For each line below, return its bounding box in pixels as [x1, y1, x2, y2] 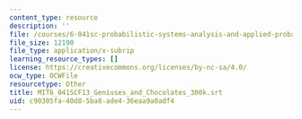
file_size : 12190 [9, 38, 75, 47]
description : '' [9, 21, 70, 30]
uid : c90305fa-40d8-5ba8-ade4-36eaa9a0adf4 [9, 96, 175, 106]
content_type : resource [9, 13, 99, 22]
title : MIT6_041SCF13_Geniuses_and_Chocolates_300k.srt [9, 88, 223, 97]
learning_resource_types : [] [9, 55, 119, 64]
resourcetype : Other [9, 80, 87, 89]
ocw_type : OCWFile [9, 72, 78, 81]
